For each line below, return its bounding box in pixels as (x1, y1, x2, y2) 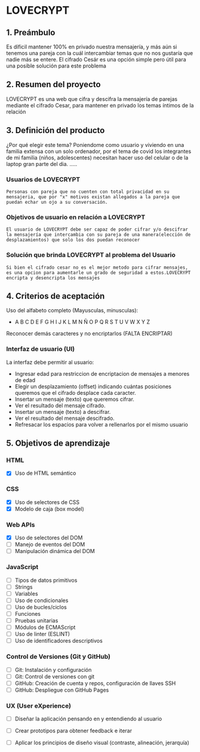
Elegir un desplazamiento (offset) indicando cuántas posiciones (14, 383, 172, 390)
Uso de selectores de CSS (14, 498, 79, 505)
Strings (14, 583, 33, 590)
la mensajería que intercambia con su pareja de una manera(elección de (6, 232, 191, 238)
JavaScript (6, 563, 39, 571)
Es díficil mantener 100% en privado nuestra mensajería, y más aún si (6, 43, 177, 50)
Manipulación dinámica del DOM (14, 548, 96, 555)
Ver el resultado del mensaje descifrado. (14, 415, 115, 422)
